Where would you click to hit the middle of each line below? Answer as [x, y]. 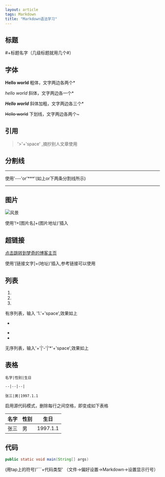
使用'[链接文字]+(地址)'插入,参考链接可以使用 [50, 264]
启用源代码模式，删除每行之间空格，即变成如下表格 [57, 406]
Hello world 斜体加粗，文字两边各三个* [45, 103]
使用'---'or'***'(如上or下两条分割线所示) [45, 178]
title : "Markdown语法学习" [31, 19]
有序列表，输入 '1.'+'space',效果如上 [41, 313]
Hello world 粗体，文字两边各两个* [40, 83]
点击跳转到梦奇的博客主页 [31, 253]
